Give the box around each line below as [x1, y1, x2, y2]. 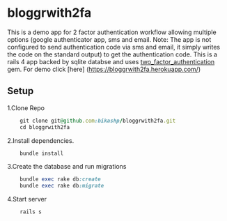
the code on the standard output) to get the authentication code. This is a [7, 50, 218, 59]
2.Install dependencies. [7, 136, 75, 144]
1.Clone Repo [7, 103, 45, 112]
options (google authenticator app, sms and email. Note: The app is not [7, 35, 212, 43]
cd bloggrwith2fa [19, 123, 70, 130]
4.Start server [7, 195, 47, 204]
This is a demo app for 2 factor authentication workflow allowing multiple [7, 28, 217, 36]
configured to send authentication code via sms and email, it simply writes [7, 43, 221, 51]
